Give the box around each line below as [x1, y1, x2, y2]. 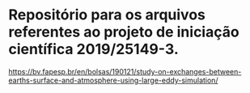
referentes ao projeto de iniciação [8, 23, 240, 41]
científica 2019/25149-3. [8, 40, 180, 58]
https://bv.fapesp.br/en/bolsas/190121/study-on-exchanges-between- [8, 66, 242, 76]
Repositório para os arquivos [8, 6, 206, 24]
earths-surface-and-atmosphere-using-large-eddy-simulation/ [8, 75, 218, 85]
